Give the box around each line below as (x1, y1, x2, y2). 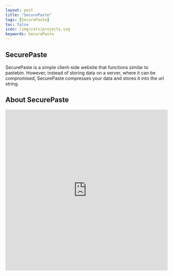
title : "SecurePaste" (5, 12, 52, 18)
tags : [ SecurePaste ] (5, 17, 50, 22)
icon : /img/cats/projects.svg (5, 27, 71, 32)
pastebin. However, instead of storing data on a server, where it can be (5, 70, 156, 76)
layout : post (5, 7, 33, 13)
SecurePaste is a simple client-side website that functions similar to (5, 64, 149, 70)
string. (5, 80, 19, 87)
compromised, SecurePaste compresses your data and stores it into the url (5, 75, 164, 81)
